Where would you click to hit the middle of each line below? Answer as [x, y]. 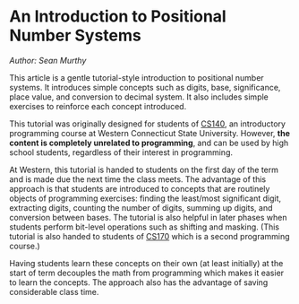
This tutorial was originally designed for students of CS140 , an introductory [148, 124]
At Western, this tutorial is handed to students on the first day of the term [144, 169]
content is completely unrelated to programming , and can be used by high [149, 143]
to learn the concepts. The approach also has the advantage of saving [139, 282]
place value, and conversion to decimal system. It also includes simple [139, 97]
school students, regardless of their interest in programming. [121, 152]
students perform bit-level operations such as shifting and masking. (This [145, 227]
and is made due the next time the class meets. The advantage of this [138, 179]
